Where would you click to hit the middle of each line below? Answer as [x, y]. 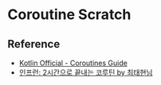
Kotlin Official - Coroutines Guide [73, 63]
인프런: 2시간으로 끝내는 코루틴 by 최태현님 [86, 72]
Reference [34, 44]
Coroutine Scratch [69, 15]
